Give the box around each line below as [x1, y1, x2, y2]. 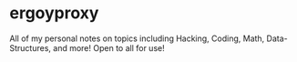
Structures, [9, 42, 52, 53]
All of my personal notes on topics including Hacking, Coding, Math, [9, 33, 265, 44]
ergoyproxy [9, 3, 99, 24]
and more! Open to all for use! [53, 42, 166, 53]
